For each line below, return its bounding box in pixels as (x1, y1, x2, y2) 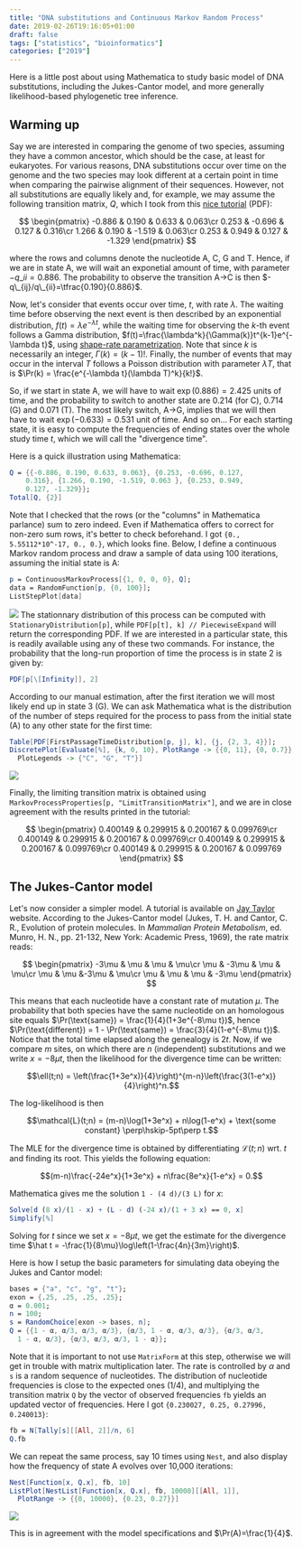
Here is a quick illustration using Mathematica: (9, 451, 181, 461)
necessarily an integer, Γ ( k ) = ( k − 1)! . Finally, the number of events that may (9, 349, 293, 359)
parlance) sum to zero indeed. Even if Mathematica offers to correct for (9, 519, 275, 530)
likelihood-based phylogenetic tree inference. (9, 91, 178, 102)
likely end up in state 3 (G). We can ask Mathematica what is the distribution (9, 701, 292, 712)
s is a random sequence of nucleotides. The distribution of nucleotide (9, 1370, 268, 1381)
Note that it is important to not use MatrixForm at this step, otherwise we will (9, 1351, 291, 1362)
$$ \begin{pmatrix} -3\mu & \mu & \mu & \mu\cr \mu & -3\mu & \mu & (22, 959, 281, 970)
